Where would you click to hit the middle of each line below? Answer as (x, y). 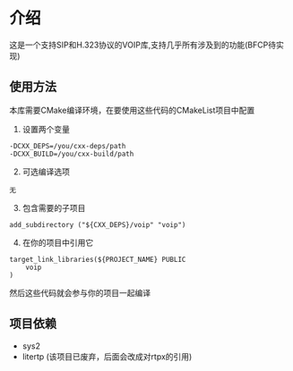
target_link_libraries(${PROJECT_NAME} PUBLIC (98, 259)
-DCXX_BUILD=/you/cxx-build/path (72, 154)
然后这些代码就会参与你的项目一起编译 (80, 292)
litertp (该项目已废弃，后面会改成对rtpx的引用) (107, 356)
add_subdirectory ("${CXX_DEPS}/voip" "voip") (98, 224)
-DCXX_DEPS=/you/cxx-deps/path (68, 146)
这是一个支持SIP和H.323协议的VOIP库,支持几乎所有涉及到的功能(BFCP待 (142, 45)
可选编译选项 (46, 172)
